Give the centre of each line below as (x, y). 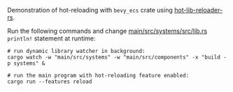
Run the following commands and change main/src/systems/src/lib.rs (107, 31)
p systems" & (26, 63)
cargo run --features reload (50, 82)
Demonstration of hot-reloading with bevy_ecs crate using (90, 10)
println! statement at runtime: (51, 38)
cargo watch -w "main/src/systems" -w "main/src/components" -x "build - (117, 57)
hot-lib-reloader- (198, 10)
